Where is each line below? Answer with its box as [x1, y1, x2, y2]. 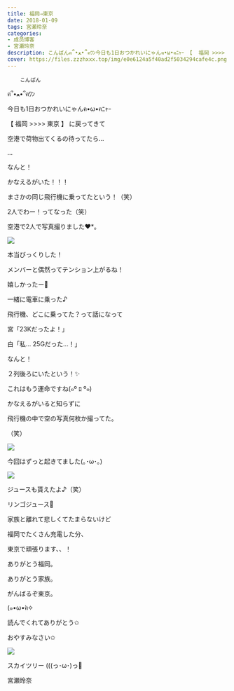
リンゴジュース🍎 [7, 500, 54, 508]
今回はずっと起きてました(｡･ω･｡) [7, 457, 103, 465]
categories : [7, 29, 42, 37]
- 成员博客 [7, 36, 35, 43]
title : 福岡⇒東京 [7, 10, 54, 18]
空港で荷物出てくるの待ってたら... [7, 134, 104, 142]
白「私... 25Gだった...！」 [7, 339, 81, 348]
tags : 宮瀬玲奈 [7, 23, 48, 30]
